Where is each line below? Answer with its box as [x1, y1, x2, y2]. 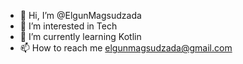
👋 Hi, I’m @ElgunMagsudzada [19, 10, 142, 21]
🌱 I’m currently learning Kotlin [19, 31, 142, 42]
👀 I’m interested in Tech [19, 20, 118, 32]
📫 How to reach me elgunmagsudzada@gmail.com [19, 42, 233, 54]
